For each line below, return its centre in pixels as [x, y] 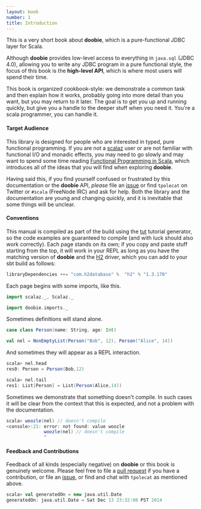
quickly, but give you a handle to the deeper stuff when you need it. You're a [100, 108]
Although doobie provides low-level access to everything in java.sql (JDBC [100, 58]
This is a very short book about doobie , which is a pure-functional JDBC [96, 40]
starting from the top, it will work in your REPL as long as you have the [93, 251]
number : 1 [19, 17]
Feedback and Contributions [43, 451]
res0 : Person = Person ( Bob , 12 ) [45, 369]
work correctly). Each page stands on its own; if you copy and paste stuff [97, 244]
